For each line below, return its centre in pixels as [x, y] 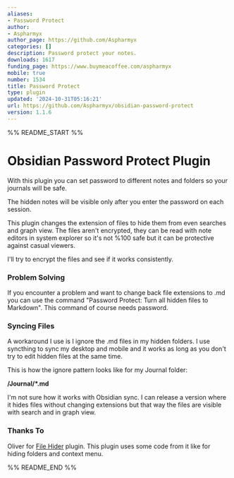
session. [19, 209]
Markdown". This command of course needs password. [88, 307]
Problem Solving [36, 277]
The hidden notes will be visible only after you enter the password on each [116, 201]
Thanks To [26, 431]
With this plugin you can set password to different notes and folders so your [117, 180]
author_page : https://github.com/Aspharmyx [72, 40]
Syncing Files [31, 325]
